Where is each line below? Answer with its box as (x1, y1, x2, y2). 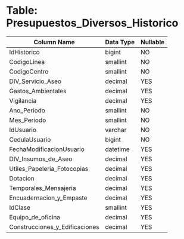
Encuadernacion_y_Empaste (9, 194, 88, 202)
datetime (105, 145, 130, 153)
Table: (6, 4, 38, 17)
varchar (105, 125, 127, 134)
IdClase (9, 203, 31, 212)
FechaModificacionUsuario (9, 145, 85, 153)
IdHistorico (9, 48, 40, 56)
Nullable (140, 38, 165, 46)
